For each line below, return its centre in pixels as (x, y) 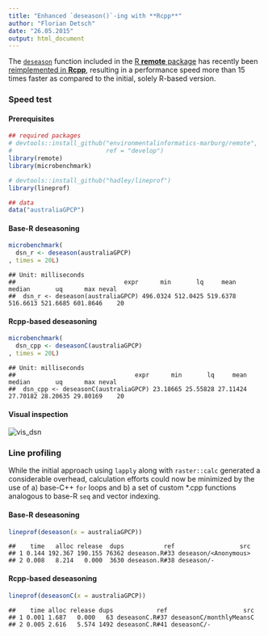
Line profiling (35, 453)
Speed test (30, 99)
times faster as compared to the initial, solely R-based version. (112, 78)
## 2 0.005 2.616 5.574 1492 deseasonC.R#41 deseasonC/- (110, 624)
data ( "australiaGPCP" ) (46, 210)
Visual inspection (38, 414)
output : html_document (46, 38)
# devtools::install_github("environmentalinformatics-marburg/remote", (133, 143)
